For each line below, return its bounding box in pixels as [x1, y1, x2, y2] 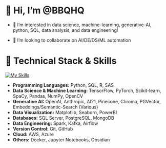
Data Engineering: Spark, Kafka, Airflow [12, 120, 98, 126]
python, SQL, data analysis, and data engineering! [12, 27, 118, 33]
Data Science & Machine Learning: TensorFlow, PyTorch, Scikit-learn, [12, 87, 161, 94]
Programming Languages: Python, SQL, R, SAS [12, 82, 114, 88]
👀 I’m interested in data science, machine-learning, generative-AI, [12, 22, 152, 28]
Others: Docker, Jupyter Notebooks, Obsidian [12, 136, 110, 143]
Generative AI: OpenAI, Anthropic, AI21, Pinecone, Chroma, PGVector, [12, 98, 161, 104]
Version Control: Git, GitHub [12, 125, 73, 132]
